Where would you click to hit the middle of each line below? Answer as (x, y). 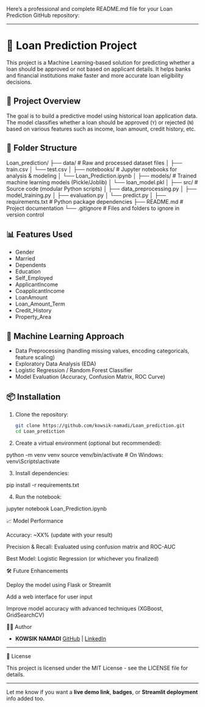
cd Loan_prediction (40, 431)
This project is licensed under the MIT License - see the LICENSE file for (97, 668)
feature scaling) (35, 357)
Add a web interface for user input (49, 597)
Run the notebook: (38, 497)
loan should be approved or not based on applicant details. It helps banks (99, 69)
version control (25, 214)
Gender (25, 252)
